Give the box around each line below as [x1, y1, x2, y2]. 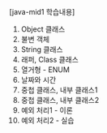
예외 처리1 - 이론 [20, 105, 74, 115]
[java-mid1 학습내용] [9, 7, 75, 16]
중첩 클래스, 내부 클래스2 [20, 96, 100, 105]
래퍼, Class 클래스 [20, 55, 79, 64]
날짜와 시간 [20, 75, 57, 84]
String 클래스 [20, 45, 63, 54]
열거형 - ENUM [20, 65, 70, 75]
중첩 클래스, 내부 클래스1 [20, 85, 98, 95]
